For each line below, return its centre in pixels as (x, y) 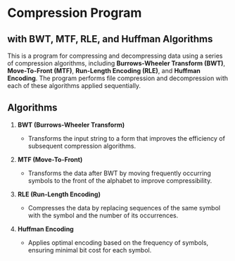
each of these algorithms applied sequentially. (74, 85)
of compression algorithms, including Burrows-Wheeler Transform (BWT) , (116, 63)
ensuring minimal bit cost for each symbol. (90, 250)
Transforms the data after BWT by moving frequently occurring (119, 173)
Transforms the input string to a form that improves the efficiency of (126, 138)
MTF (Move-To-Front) (50, 159)
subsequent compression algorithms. (82, 146)
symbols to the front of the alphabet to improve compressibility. (120, 180)
